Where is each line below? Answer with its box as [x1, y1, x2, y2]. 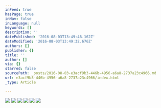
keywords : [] [5, 25, 32, 30]
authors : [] [5, 43, 29, 48]
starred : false [5, 66, 36, 71]
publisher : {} [5, 48, 34, 53]
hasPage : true [5, 12, 34, 17]
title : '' [5, 52, 25, 58]
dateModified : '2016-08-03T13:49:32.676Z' [5, 39, 93, 44]
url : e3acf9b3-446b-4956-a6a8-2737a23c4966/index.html [5, 75, 119, 80]
